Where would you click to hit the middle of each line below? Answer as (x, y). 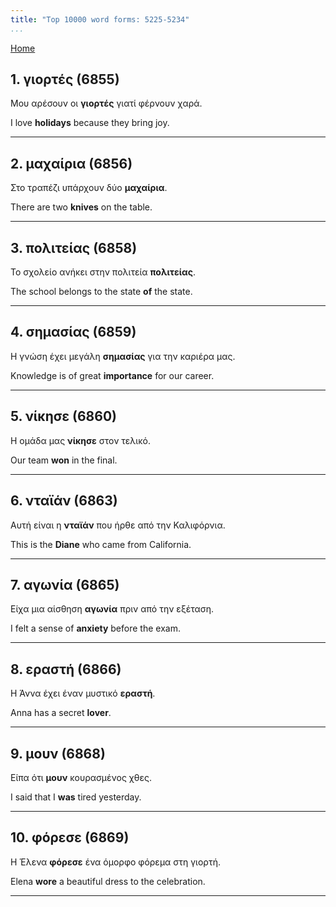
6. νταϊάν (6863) (64, 501)
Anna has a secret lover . (61, 713)
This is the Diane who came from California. (101, 544)
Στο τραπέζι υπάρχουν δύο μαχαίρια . (89, 188)
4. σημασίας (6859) (73, 332)
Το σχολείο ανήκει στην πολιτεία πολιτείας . (103, 272)
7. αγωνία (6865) (65, 584)
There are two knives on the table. (81, 207)
